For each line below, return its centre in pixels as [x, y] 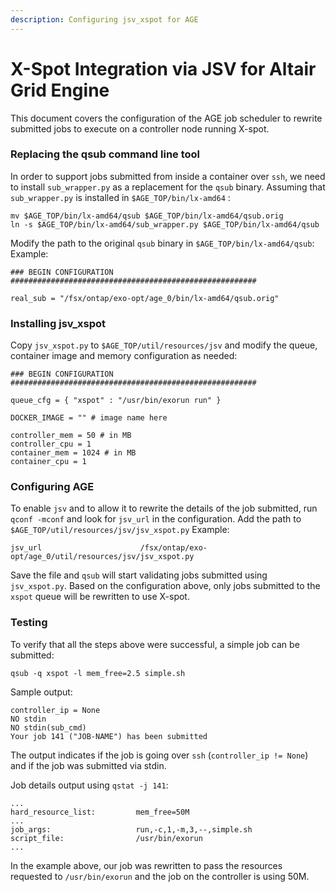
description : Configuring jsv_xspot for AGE [104, 19]
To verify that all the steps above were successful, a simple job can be [155, 644]
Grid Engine [60, 90]
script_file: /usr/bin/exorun [106, 838]
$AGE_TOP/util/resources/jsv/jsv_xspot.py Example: [120, 530]
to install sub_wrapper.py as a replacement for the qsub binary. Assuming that [168, 187]
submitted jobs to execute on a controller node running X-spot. [140, 128]
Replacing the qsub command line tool [105, 154]
